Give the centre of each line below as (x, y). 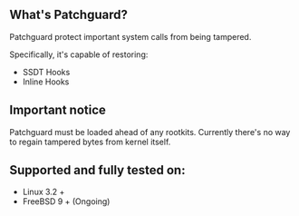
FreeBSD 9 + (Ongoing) (66, 201)
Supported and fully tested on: (97, 170)
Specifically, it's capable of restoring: (79, 54)
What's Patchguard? (69, 15)
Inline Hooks (46, 82)
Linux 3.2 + (43, 192)
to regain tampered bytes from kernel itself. (90, 142)
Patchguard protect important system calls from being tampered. (130, 36)
